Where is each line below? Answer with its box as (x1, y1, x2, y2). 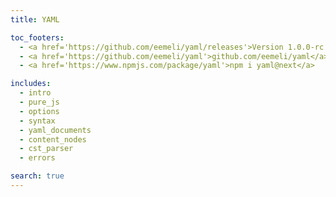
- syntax (19, 116, 56, 126)
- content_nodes (19, 134, 87, 145)
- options (19, 106, 60, 116)
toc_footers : (10, 32, 65, 43)
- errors (19, 153, 56, 163)
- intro (19, 88, 52, 98)
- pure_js (19, 97, 60, 107)
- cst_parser (19, 144, 74, 154)
